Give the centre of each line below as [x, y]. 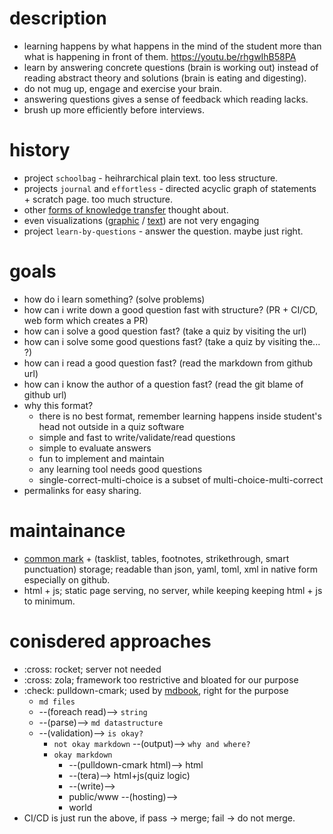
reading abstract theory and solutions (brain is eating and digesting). [165, 78]
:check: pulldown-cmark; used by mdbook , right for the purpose [156, 690]
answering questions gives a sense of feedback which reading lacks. [166, 99]
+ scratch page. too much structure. [98, 199]
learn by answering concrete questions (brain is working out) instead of [171, 67]
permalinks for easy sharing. [82, 490]
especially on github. [67, 579]
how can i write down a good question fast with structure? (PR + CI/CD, [171, 309]
